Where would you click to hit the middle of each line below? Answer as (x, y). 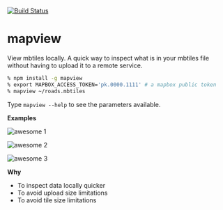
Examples (22, 118)
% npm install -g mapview (45, 78)
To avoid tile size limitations (57, 200)
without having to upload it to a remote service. (75, 65)
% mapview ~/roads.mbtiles (46, 91)
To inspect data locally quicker (61, 185)
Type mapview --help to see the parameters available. (84, 104)
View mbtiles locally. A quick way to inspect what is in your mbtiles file (108, 58)
